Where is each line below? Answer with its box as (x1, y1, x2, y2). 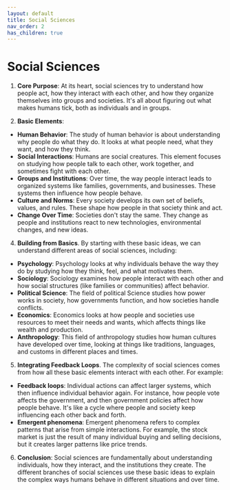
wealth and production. (17, 325, 83, 334)
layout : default (7, 10, 54, 17)
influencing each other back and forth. (17, 411, 127, 419)
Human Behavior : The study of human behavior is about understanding (17, 130, 220, 139)
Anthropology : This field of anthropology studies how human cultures (17, 333, 217, 341)
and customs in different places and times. (17, 347, 138, 356)
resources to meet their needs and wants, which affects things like (17, 318, 206, 327)
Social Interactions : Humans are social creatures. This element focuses (17, 152, 222, 161)
